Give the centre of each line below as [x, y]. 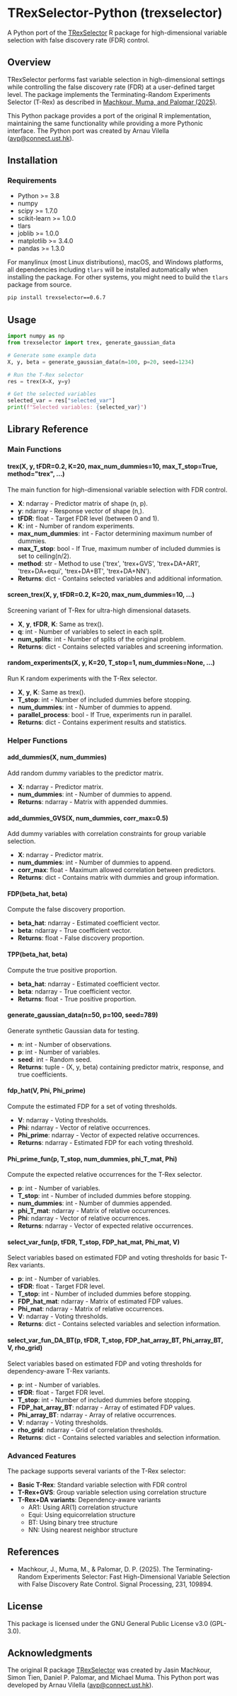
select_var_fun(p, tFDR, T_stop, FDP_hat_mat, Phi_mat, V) [94, 1242]
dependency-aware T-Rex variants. [59, 1371]
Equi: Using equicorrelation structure [82, 1514]
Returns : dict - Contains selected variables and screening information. [120, 646]
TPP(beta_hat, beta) [37, 954]
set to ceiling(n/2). [44, 556]
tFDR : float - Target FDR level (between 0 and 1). [88, 518]
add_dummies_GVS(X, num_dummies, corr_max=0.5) [88, 818]
